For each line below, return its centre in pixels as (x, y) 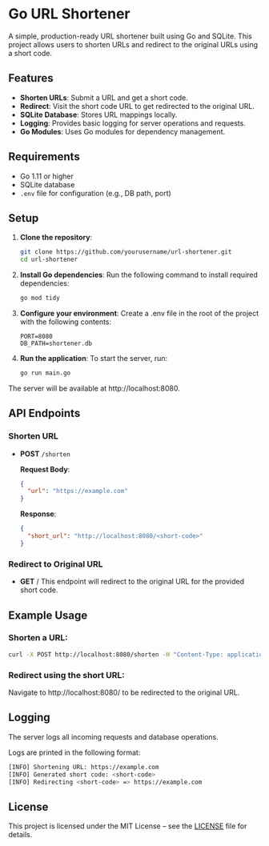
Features (31, 78)
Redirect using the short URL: (67, 675)
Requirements (44, 157)
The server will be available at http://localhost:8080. (94, 388)
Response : (38, 514)
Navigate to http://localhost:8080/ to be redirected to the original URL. (124, 692)
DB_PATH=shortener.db (56, 343)
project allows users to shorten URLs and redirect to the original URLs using (133, 44)
